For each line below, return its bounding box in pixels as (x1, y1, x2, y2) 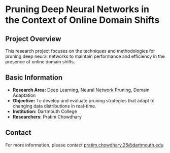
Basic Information (5, 73, 63, 82)
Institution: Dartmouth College (12, 108, 77, 114)
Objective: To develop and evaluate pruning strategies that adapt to (12, 97, 155, 103)
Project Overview (5, 34, 61, 43)
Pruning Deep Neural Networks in (5, 4, 150, 15)
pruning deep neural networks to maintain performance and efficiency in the (5, 53, 165, 59)
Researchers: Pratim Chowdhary (12, 113, 82, 120)
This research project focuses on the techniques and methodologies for (5, 48, 155, 54)
